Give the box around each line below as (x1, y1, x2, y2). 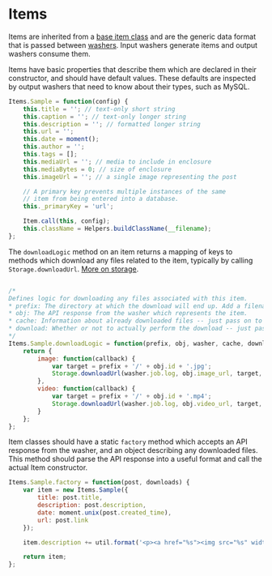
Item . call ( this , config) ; (23, 217, 111, 225)
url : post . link (37, 516, 89, 524)
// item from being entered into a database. (23, 195, 180, 203)
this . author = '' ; (23, 143, 85, 151)
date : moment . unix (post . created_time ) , (37, 508, 172, 517)
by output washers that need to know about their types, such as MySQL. (8, 82, 250, 92)
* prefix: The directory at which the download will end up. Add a (8, 301, 241, 310)
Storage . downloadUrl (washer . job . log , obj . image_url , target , (51, 369, 263, 378)
